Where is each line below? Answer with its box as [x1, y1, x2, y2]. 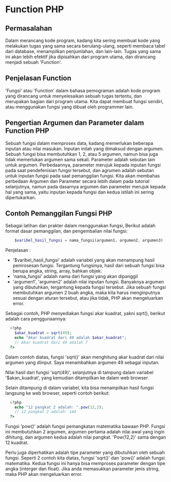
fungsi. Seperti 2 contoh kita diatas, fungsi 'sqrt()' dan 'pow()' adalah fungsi [5, 455, 165, 461]
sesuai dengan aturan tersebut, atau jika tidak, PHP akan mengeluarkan [12, 295, 163, 301]
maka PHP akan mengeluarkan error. [5, 471, 83, 477]
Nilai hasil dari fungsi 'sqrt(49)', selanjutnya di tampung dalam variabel [5, 369, 154, 375]
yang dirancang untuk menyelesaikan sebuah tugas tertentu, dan [5, 93, 142, 99]
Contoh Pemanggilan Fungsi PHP [5, 209, 112, 218]
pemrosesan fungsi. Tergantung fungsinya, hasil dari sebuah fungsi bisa [12, 262, 165, 269]
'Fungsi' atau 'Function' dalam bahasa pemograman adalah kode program [5, 87, 161, 93]
